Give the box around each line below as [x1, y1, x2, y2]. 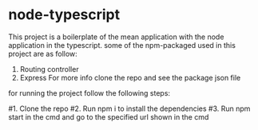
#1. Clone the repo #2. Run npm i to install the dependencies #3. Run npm [8, 104, 251, 113]
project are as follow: [8, 49, 77, 58]
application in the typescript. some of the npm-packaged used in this [8, 40, 236, 49]
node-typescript [8, 6, 121, 24]
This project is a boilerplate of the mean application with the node [8, 32, 224, 41]
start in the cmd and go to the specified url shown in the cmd [8, 112, 209, 121]
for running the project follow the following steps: [8, 88, 170, 97]
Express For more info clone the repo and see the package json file [19, 73, 241, 82]
